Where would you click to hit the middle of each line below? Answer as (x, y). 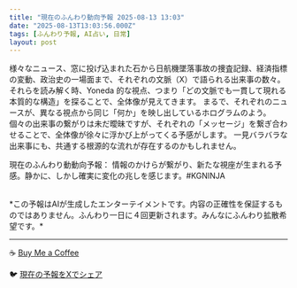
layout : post (33, 42)
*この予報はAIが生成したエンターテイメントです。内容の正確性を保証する (142, 204)
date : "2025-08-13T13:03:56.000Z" (73, 26)
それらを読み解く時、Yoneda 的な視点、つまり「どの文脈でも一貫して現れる (148, 90)
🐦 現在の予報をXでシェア (56, 275)
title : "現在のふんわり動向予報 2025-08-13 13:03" (97, 17)
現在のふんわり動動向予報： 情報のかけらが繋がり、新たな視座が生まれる (142, 165)
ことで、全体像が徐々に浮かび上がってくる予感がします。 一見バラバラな (156, 135)
